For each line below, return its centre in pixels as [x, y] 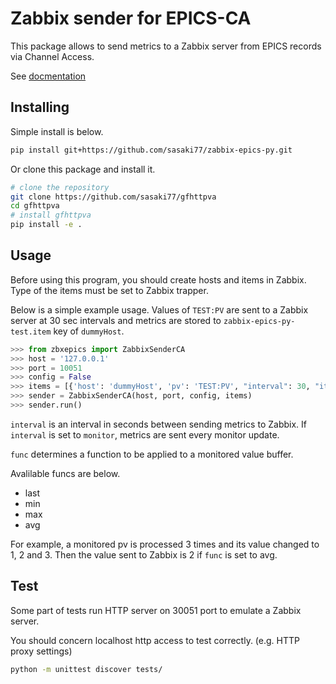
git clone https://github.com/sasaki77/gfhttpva [113, 197]
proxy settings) [41, 651]
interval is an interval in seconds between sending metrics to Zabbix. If [158, 424]
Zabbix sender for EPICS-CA [131, 18]
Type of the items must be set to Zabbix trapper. [109, 290]
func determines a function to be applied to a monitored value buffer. [152, 454]
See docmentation [48, 76]
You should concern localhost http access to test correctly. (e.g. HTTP [155, 640]
